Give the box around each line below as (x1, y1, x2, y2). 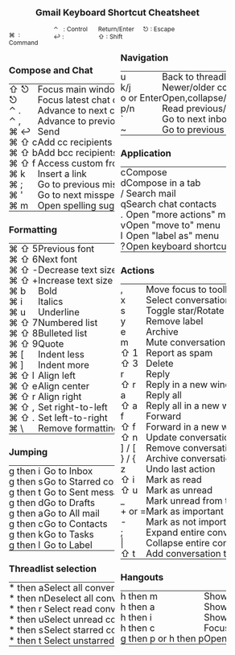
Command (9, 39, 39, 47)
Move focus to (146, 283, 208, 295)
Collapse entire (146, 537, 210, 549)
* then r (9, 603, 43, 615)
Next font (37, 253, 77, 265)
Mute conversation (146, 336, 226, 348)
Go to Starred (43, 476, 101, 488)
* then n (9, 592, 44, 604)
